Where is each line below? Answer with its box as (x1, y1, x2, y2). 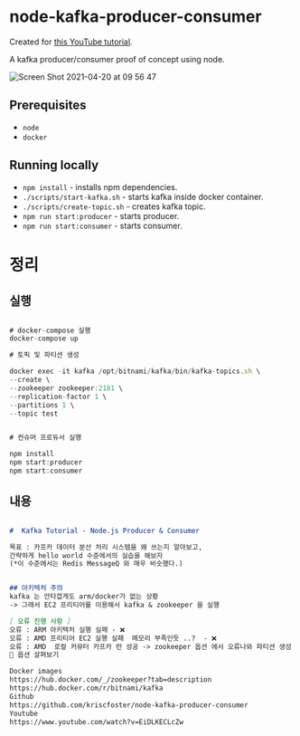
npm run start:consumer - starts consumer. (22, 220, 183, 231)
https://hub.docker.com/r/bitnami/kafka (9, 683, 164, 693)
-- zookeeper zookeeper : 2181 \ (9, 383, 124, 393)
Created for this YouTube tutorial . (9, 36, 133, 47)
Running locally (9, 158, 99, 173)
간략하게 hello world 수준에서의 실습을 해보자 (9, 550, 164, 560)
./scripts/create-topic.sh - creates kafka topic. (22, 201, 206, 212)
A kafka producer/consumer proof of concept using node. (9, 53, 225, 64)
